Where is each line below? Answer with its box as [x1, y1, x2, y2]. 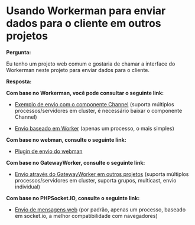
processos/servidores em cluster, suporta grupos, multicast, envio [14, 177, 177, 184]
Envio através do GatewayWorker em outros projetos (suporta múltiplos [14, 170, 189, 178]
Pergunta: [6, 48, 31, 56]
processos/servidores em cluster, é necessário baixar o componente [14, 107, 183, 114]
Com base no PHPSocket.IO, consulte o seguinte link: [6, 194, 140, 201]
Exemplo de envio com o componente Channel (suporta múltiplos [14, 100, 174, 107]
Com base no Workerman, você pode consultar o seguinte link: [6, 89, 164, 96]
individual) [14, 183, 40, 190]
